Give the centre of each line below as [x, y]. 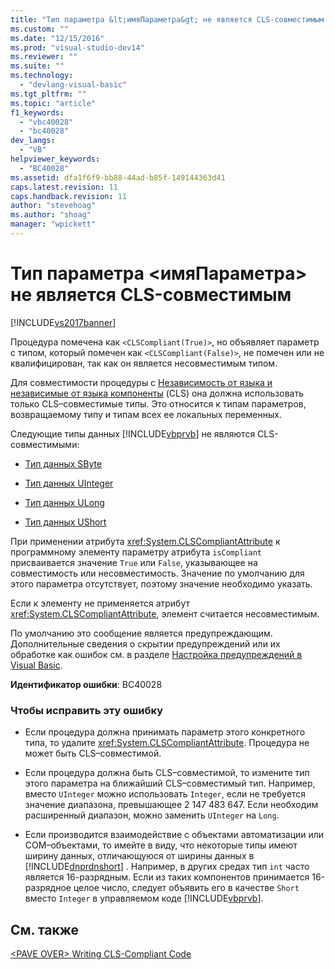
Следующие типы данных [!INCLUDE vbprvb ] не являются [133, 433]
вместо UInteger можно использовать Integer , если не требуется [165, 794]
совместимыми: [45, 444]
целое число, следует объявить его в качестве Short [186, 888]
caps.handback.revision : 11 [69, 196]
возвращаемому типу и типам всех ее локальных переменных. [146, 414]
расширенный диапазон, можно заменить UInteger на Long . [152, 815]
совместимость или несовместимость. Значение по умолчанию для [157, 573]
